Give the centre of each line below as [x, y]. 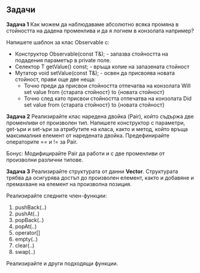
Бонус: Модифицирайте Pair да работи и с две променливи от [86, 153]
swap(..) [25, 251]
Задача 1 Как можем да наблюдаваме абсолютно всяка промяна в [93, 24]
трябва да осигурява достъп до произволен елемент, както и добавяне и [100, 178]
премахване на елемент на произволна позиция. [69, 184]
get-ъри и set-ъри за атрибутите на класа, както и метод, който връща [97, 129]
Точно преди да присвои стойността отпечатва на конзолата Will [107, 86]
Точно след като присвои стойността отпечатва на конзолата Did [107, 98]
